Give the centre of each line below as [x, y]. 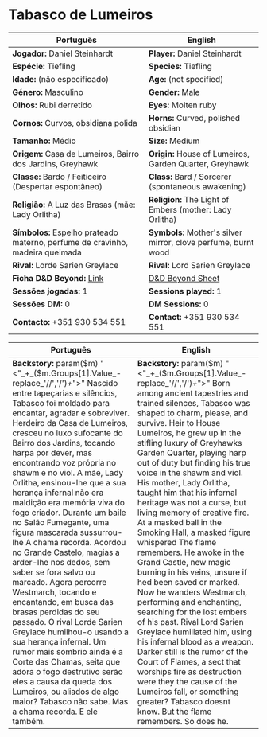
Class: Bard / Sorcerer [190, 177]
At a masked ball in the [180, 522]
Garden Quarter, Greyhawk [199, 163]
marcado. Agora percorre [60, 582]
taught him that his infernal [187, 493]
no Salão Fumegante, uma [61, 522]
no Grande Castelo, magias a [66, 552]
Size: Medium [174, 141]
